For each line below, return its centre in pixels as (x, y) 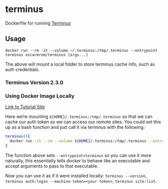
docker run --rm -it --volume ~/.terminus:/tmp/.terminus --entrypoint (81, 50)
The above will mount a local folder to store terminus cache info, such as (80, 64)
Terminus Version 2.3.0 (34, 82)
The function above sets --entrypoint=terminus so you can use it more (78, 155)
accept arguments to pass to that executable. (52, 166)
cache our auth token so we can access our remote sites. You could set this (83, 122)
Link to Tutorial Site (25, 107)
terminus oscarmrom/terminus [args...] (47, 55)
